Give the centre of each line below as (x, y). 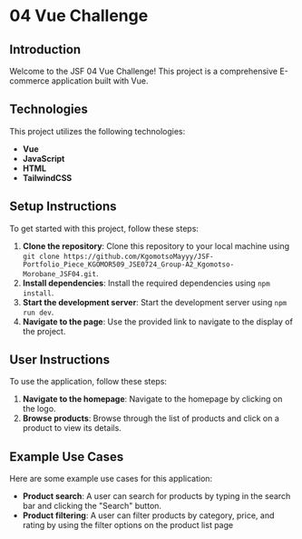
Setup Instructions (63, 207)
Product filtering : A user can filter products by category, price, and (148, 515)
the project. (44, 331)
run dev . (38, 312)
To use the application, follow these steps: (88, 382)
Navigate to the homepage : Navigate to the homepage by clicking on (152, 399)
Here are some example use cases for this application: (111, 479)
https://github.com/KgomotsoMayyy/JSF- (139, 256)
